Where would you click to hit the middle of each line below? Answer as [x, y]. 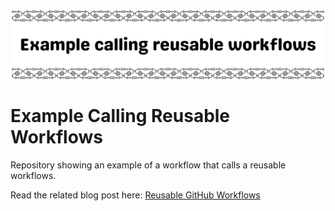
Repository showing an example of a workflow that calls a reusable [148, 165]
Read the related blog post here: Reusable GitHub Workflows [135, 195]
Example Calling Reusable [120, 116]
